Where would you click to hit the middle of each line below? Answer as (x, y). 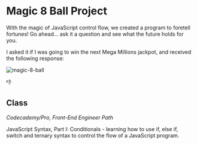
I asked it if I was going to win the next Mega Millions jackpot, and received (99, 52)
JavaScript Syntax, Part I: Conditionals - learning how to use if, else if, (92, 129)
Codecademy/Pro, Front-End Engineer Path (60, 117)
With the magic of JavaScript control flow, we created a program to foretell (98, 28)
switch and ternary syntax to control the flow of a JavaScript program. (93, 135)
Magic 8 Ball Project (57, 11)
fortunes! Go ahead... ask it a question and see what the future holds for (95, 34)
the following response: (35, 58)
